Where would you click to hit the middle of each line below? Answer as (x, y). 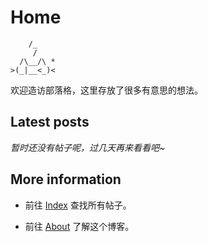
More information (66, 179)
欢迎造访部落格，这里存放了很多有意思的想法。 (106, 90)
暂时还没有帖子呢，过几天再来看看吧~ (88, 147)
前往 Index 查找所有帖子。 (78, 205)
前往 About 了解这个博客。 (79, 226)
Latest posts (50, 122)
